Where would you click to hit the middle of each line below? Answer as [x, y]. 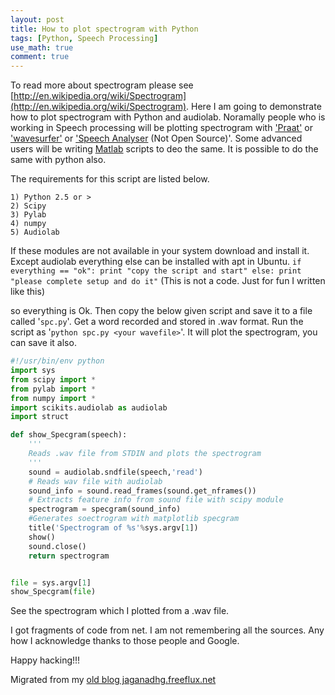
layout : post [37, 19]
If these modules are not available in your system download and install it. [160, 251]
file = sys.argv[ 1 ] [51, 582]
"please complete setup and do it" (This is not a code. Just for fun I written [168, 281]
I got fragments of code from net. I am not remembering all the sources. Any [167, 630]
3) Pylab [28, 215]
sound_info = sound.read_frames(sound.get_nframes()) [142, 491]
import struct [40, 417]
